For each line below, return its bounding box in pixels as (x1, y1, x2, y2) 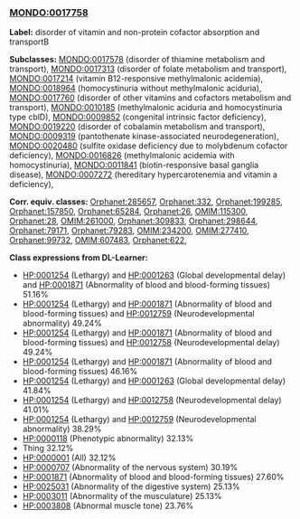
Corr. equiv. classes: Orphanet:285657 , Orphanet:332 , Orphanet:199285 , (9, 196, 283, 207)
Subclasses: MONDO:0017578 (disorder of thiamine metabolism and (9, 54, 266, 65)
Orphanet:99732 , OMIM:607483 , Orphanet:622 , (9, 235, 187, 246)
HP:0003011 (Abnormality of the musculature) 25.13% (22, 491, 222, 502)
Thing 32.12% (22, 443, 74, 454)
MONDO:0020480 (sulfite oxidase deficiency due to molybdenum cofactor (9, 140, 288, 151)
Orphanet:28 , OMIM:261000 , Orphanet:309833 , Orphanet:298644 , (9, 215, 258, 227)
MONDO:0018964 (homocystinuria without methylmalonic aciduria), (9, 83, 262, 94)
